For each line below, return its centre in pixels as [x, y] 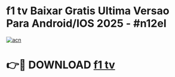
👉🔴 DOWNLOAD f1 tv [61, 65]
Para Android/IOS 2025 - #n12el [86, 23]
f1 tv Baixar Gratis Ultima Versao [88, 11]
